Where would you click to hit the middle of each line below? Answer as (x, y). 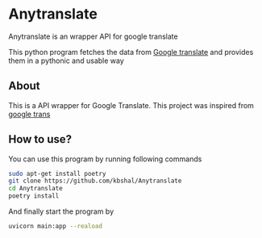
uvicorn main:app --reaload (56, 227)
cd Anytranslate (35, 189)
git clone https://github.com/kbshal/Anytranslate (95, 181)
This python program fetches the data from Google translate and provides (131, 52)
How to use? (40, 139)
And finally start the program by (61, 211)
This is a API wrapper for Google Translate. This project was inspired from (131, 105)
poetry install (34, 196)
